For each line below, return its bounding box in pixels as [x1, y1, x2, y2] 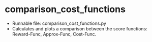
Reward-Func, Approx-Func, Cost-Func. [12, 31, 97, 37]
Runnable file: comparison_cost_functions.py [12, 20, 106, 26]
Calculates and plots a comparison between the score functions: [12, 25, 148, 31]
